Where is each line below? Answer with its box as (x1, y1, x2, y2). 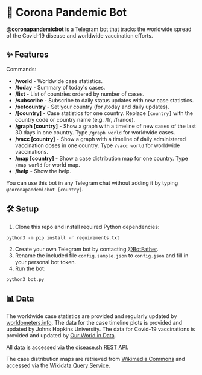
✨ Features (6, 50, 49, 60)
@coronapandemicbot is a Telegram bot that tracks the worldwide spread (6, 25, 192, 33)
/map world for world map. (14, 161, 80, 168)
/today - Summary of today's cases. (14, 84, 106, 91)
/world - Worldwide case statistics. (14, 77, 103, 84)
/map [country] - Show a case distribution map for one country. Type (14, 154, 188, 162)
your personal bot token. (14, 258, 77, 265)
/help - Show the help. (14, 167, 71, 174)
